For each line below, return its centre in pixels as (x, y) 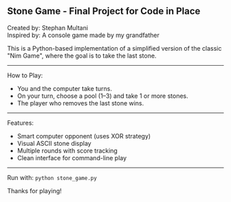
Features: (21, 123)
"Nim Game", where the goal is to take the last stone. (82, 55)
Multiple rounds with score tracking (67, 151)
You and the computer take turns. (64, 88)
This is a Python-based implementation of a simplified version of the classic (114, 48)
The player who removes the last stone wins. (80, 103)
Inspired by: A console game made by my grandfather (84, 35)
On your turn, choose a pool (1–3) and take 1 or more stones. (103, 96)
